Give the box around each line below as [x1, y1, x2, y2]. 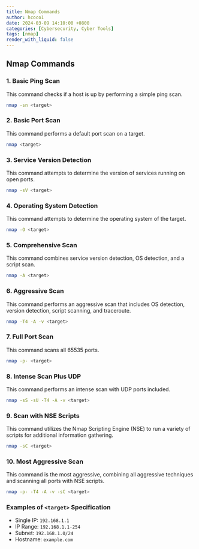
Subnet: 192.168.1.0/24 [14, 529, 74, 537]
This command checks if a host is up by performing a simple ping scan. [6, 91, 183, 98]
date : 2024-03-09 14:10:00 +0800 [6, 20, 90, 26]
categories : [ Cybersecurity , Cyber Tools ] [6, 25, 114, 32]
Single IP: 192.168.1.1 [14, 517, 70, 524]
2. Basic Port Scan [6, 116, 61, 125]
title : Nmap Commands [6, 8, 61, 15]
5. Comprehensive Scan [6, 241, 78, 249]
